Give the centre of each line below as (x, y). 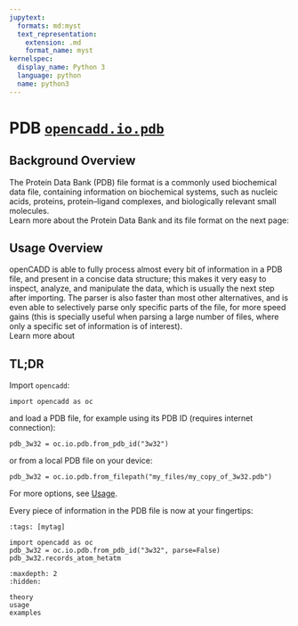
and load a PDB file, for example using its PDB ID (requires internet (131, 418)
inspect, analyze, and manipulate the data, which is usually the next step (142, 288)
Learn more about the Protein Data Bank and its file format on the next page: (149, 220)
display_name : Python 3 (61, 68)
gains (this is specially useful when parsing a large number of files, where (144, 317)
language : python (49, 76)
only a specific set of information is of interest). (96, 326)
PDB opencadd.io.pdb (87, 128)
